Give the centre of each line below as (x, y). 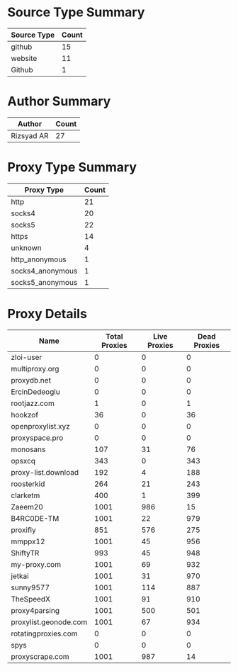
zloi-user (27, 357)
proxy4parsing (35, 610)
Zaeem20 (27, 507)
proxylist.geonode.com (49, 622)
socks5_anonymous (44, 282)
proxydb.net (31, 380)
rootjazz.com (33, 403)
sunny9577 (30, 587)
